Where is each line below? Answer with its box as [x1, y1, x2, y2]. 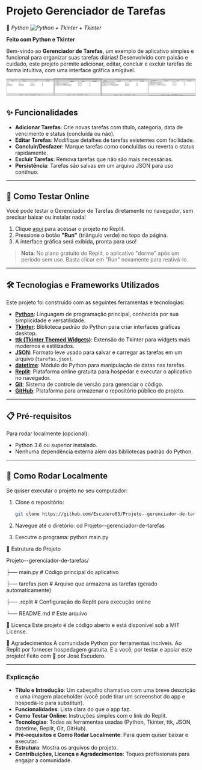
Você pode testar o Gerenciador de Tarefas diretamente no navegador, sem [6, 207, 194, 215]
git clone [14, 511, 40, 517]
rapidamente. [14, 149, 48, 156]
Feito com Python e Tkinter [6, 35, 75, 43]
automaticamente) [6, 586, 52, 593]
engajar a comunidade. [14, 756, 72, 764]
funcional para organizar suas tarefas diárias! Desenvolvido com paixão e [6, 53, 188, 61]
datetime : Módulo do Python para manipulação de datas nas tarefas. [14, 362, 186, 369]
